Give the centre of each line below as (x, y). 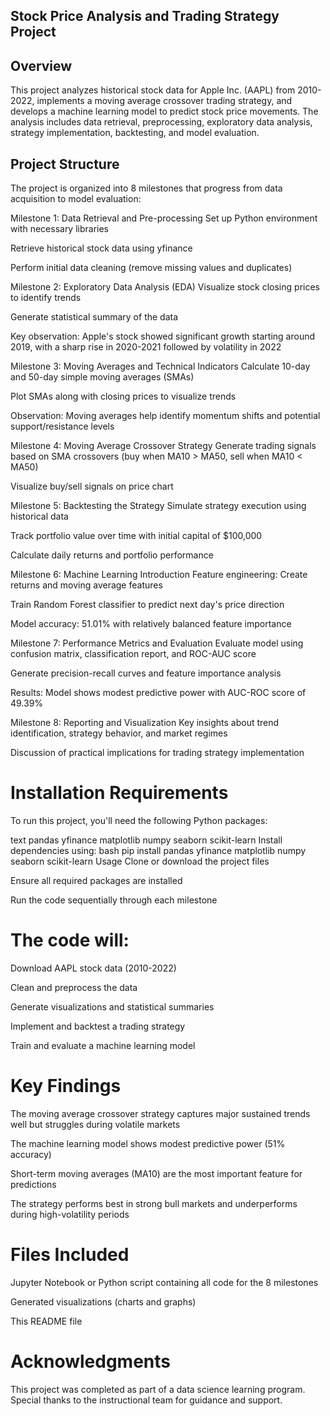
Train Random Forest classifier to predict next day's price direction (147, 605)
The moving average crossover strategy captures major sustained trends (160, 1113)
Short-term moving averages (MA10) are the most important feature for (156, 1173)
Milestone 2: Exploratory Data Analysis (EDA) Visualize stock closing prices (165, 287)
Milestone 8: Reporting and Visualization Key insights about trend (145, 723)
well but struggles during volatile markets (95, 1124)
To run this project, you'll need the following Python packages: (139, 820)
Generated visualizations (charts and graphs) (103, 1301)
